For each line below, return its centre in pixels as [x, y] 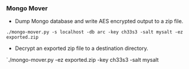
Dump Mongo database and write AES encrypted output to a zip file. [99, 21]
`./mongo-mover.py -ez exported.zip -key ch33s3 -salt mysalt [83, 60]
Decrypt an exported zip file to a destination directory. [81, 48]
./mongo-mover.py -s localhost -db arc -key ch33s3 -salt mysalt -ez [95, 32]
